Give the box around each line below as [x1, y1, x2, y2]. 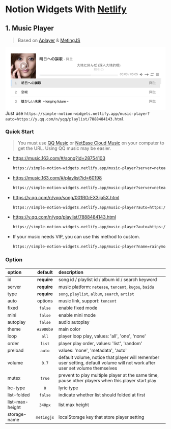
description [58, 269, 84, 275]
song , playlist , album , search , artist [58, 291, 135, 297]
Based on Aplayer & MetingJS [17, 37, 80, 43]
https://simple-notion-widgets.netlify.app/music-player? [24, 111, 150, 116]
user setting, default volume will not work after [58, 360, 156, 366]
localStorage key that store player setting [58, 414, 145, 420]
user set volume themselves [58, 365, 118, 372]
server [7, 284, 21, 290]
